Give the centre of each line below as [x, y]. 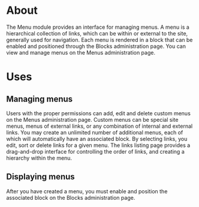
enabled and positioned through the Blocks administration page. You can [96, 46]
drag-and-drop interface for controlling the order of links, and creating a [95, 151]
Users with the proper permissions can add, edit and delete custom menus [98, 113]
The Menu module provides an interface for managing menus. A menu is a [98, 27]
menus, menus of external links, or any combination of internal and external [99, 126]
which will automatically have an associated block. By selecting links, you [97, 139]
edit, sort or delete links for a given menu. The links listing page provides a [98, 145]
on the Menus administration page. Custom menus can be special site [92, 119]
